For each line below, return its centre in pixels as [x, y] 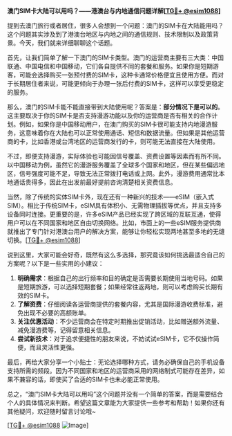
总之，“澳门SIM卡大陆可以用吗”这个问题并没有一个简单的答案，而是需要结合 [115, 394]
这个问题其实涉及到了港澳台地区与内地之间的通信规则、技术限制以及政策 [110, 34]
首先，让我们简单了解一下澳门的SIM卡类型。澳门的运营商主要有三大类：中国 [116, 57]
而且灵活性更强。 [54, 347]
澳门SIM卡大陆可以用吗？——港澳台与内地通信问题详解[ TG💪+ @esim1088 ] [114, 11]
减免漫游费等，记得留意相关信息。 [66, 330]
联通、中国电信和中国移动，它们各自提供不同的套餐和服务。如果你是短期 [110, 66]
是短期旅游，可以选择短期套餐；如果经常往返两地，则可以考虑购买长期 [117, 287]
